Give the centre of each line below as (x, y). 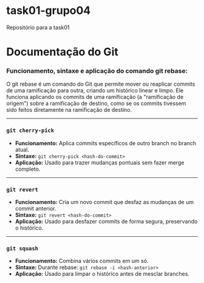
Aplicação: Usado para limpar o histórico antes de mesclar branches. (102, 274)
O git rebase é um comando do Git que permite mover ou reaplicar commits (101, 84)
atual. (22, 149)
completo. (28, 169)
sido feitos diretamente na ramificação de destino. (69, 110)
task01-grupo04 (49, 11)
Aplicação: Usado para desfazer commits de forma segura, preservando (106, 222)
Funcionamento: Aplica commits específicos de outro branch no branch (105, 143)
